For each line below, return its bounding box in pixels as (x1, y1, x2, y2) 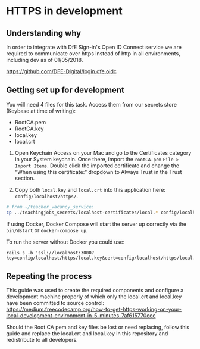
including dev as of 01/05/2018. (6, 57, 83, 63)
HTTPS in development (6, 4, 123, 18)
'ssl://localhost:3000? (35, 250, 95, 255)
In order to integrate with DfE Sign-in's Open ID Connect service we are (6, 43, 182, 51)
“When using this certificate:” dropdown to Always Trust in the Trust (14, 168, 182, 175)
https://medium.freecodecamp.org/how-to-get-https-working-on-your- (6, 306, 182, 313)
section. (14, 174, 35, 182)
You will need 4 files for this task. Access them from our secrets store (6, 101, 177, 108)
